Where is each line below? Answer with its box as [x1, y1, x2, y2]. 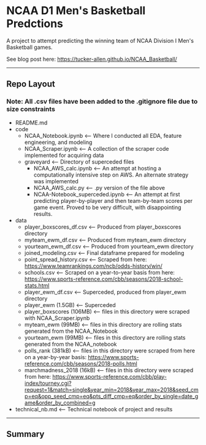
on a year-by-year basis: [24, 353, 87, 360]
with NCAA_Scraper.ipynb [24, 314, 90, 322]
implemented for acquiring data [24, 151, 104, 159]
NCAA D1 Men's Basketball [6, 4, 146, 18]
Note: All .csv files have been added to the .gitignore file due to [6, 97, 198, 106]
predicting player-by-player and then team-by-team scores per [33, 197, 193, 204]
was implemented [33, 177, 78, 184]
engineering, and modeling [24, 139, 93, 146]
